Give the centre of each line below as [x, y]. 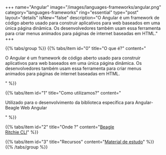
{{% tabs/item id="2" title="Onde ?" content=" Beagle [60, 127]
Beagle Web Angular [26, 108]
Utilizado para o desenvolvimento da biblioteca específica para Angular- [79, 103]
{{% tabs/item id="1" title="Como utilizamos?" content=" [63, 93]
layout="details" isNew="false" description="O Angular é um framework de [83, 18]
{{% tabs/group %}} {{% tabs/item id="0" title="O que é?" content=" [76, 48]
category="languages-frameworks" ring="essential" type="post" [72, 12]
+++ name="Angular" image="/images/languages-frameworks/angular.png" [83, 7]
